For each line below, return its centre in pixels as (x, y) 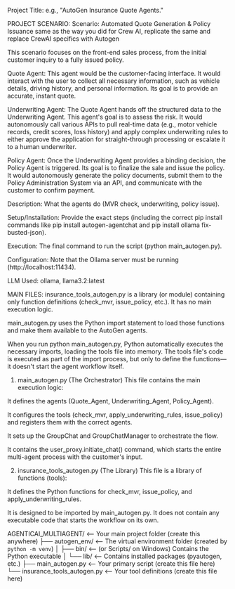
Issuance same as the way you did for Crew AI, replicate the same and (109, 31)
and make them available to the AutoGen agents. (78, 330)
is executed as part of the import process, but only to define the (99, 359)
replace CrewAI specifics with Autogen (63, 39)
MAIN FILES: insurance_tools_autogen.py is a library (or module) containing (116, 294)
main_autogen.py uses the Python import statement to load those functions (116, 323)
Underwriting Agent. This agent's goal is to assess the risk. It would (105, 117)
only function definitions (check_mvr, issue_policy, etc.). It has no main (109, 302)
